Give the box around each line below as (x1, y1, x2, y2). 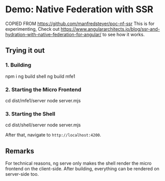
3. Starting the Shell (5, 110, 56, 117)
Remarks (5, 147, 35, 155)
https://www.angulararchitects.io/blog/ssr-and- (61, 26, 160, 32)
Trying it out (5, 46, 45, 55)
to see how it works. (102, 31, 145, 37)
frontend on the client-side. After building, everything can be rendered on (5, 166, 159, 172)
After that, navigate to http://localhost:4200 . (5, 132, 101, 138)
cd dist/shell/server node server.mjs (5, 122, 81, 128)
